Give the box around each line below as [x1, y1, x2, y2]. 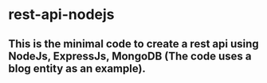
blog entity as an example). [8, 62, 146, 75]
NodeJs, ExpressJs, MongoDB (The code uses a [8, 49, 253, 62]
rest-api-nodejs [8, 6, 115, 24]
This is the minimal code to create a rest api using [8, 37, 259, 51]
